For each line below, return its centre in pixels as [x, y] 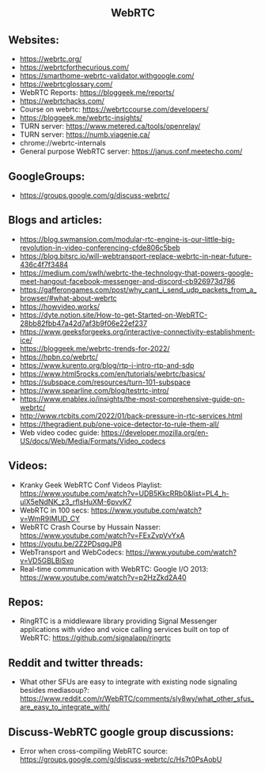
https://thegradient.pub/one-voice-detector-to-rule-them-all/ [119, 424]
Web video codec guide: [59, 432]
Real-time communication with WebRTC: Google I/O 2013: [114, 569]
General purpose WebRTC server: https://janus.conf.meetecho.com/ [131, 151]
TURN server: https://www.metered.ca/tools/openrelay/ [110, 127]
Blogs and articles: [55, 220]
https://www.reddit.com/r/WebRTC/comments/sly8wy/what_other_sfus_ [137, 698]
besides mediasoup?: [54, 691]
